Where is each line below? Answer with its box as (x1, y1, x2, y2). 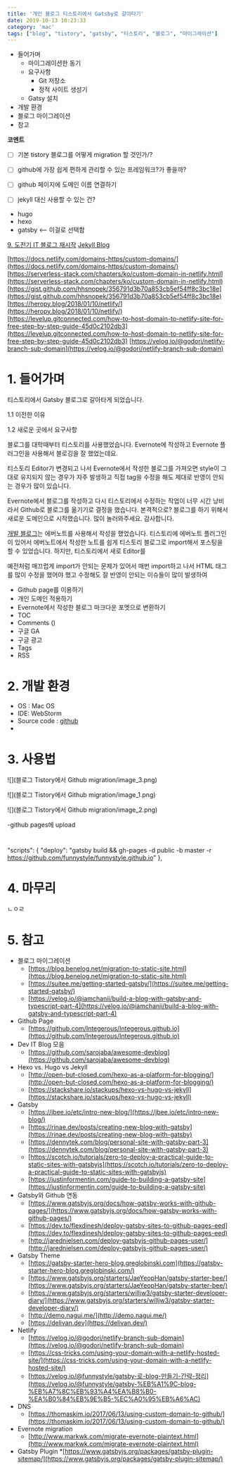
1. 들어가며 (7, 371, 65, 387)
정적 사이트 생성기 (38, 85, 88, 94)
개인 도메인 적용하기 (17, 594, 72, 603)
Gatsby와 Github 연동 (17, 1191, 79, 1200)
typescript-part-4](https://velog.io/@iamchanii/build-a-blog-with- (27, 1002, 219, 1010)
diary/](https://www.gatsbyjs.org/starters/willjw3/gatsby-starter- (27, 1296, 215, 1305)
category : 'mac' (7, 23, 55, 30)
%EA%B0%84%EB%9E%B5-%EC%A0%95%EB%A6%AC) (27, 1395, 201, 1403)
